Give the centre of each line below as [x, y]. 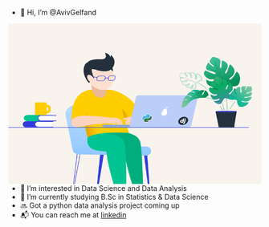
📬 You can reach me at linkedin [73, 215]
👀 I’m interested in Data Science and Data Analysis [103, 188]
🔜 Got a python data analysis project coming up [100, 205]
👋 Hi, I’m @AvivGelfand [58, 12]
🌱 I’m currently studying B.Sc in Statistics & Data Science [114, 197]
